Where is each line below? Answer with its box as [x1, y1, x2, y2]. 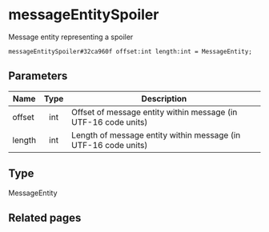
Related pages [8, 210, 82, 225]
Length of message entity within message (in [71, 130, 241, 141]
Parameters [8, 70, 68, 83]
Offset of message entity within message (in [71, 106, 238, 118]
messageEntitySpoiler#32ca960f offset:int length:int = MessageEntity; [8, 47, 252, 55]
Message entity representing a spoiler [8, 32, 134, 42]
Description [141, 93, 187, 104]
